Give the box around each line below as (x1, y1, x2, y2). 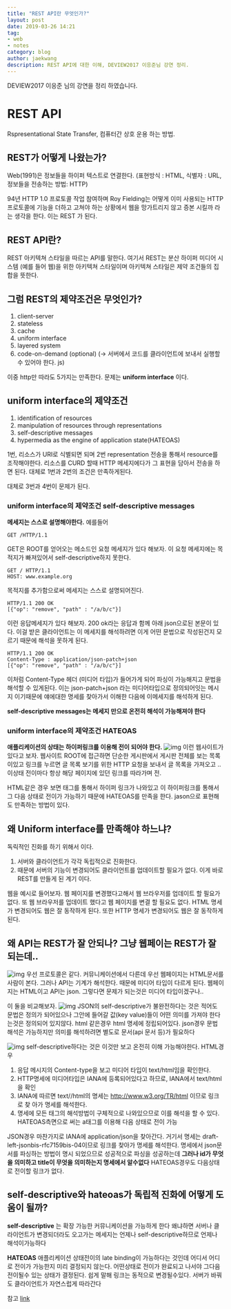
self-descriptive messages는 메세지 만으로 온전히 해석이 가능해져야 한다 (7, 707, 205, 716)
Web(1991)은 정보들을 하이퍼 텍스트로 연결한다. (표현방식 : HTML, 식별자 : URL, (7, 171, 222, 180)
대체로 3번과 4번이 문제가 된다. (7, 481, 91, 490)
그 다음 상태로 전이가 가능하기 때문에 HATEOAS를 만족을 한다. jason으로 (7, 792, 201, 801)
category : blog (7, 49, 51, 56)
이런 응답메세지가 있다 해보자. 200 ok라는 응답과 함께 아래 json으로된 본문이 (7, 619, 212, 627)
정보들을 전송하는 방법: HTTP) (7, 180, 88, 189)
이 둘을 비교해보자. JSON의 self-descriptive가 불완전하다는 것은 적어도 (7, 1002, 218, 1011)
